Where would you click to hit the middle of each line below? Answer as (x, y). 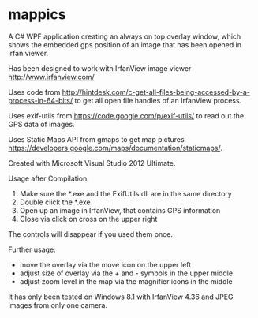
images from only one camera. (58, 305)
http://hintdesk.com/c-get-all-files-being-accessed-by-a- (156, 92)
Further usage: (32, 249)
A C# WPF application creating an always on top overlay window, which (125, 36)
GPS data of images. (41, 124)
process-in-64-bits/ (41, 100)
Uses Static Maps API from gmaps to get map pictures (96, 139)
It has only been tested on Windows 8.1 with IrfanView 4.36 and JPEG (121, 297)
